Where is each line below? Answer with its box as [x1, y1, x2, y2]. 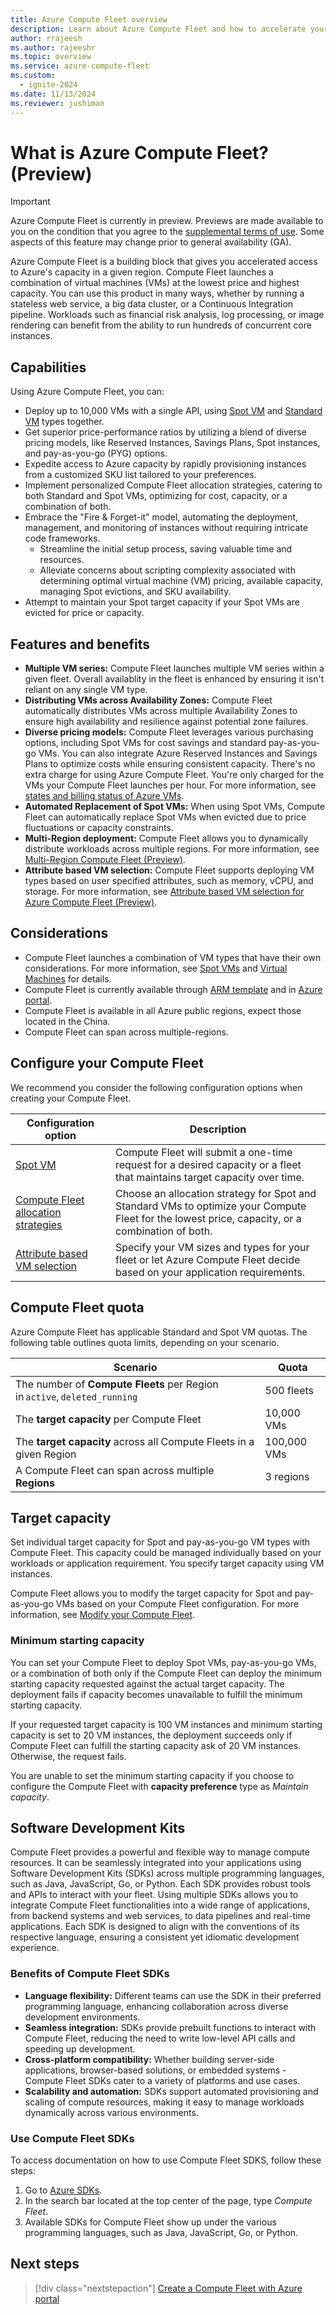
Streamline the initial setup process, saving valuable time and [39, 543, 293, 555]
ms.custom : [10, 71, 56, 81]
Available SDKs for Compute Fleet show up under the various [24, 2216, 277, 2228]
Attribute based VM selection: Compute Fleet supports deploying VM [24, 864, 315, 876]
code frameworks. [24, 532, 101, 545]
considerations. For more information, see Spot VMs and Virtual [24, 962, 288, 974]
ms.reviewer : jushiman [10, 98, 105, 108]
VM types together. [24, 416, 105, 428]
